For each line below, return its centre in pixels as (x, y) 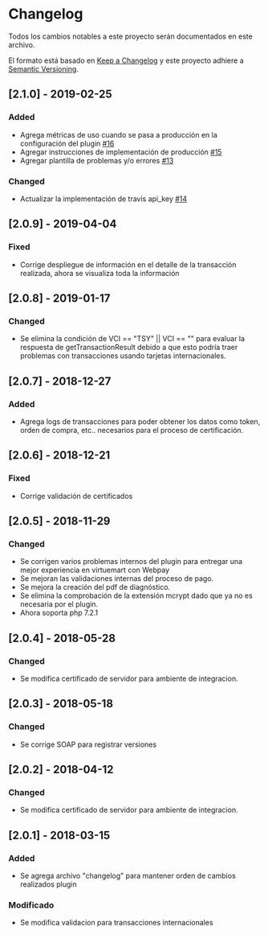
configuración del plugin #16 (67, 143)
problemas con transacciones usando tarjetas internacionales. (123, 356)
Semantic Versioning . (43, 68)
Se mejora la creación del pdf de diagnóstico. (95, 587)
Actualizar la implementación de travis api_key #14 (104, 199)
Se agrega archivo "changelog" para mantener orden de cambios (128, 876)
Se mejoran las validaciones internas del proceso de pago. (117, 579)
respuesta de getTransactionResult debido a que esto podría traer (129, 348)
